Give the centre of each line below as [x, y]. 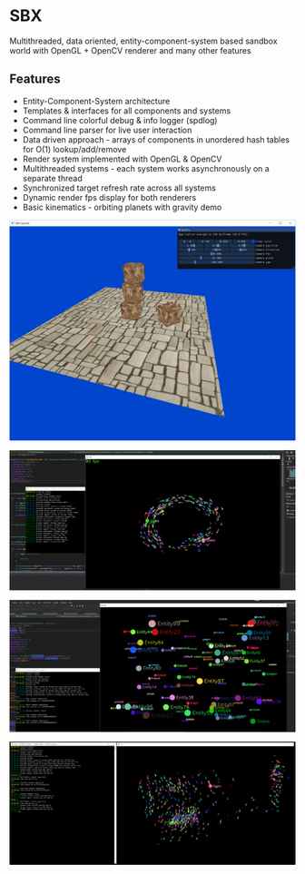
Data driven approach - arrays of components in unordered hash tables [156, 139]
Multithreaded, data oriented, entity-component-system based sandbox [144, 41]
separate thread [53, 178]
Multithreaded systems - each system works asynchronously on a [146, 168]
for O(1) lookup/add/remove [74, 149]
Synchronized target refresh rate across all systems [119, 188]
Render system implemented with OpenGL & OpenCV [122, 159]
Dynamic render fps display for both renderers [109, 197]
